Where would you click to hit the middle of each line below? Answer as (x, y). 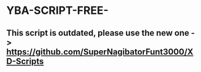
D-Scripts (25, 61)
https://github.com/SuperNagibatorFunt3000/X (100, 52)
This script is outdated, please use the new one (98, 33)
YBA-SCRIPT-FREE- (57, 11)
